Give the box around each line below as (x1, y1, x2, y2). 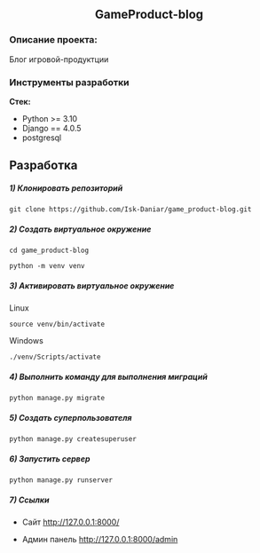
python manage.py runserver (9, 476, 114, 485)
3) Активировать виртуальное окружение (9, 280, 175, 291)
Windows (9, 336, 44, 346)
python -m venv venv (9, 262, 86, 271)
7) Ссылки (9, 494, 50, 505)
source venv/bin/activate (9, 320, 105, 329)
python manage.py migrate (9, 394, 105, 403)
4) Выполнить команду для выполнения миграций (9, 371, 209, 382)
